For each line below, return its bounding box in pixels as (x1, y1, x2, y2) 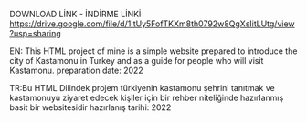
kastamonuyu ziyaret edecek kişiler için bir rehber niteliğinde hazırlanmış (9, 92, 284, 103)
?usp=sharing (9, 28, 61, 38)
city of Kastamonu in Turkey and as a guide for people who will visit (9, 56, 264, 66)
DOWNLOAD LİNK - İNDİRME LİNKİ (9, 9, 142, 19)
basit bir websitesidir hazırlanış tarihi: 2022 (9, 102, 172, 113)
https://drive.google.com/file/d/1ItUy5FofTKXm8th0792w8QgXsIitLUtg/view (9, 18, 295, 29)
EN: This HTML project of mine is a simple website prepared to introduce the (9, 46, 298, 56)
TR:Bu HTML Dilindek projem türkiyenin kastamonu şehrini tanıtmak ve (9, 83, 276, 93)
